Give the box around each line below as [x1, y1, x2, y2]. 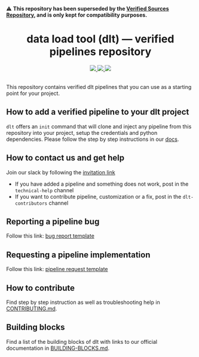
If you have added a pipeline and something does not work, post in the [14, 180, 189, 187]
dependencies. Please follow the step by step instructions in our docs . [6, 136, 179, 143]
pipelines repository [49, 45, 152, 59]
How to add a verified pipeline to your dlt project [6, 107, 189, 117]
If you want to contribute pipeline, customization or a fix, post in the [14, 193, 182, 200]
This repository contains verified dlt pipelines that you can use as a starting [6, 83, 192, 90]
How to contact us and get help [6, 153, 124, 163]
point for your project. [6, 90, 60, 97]
